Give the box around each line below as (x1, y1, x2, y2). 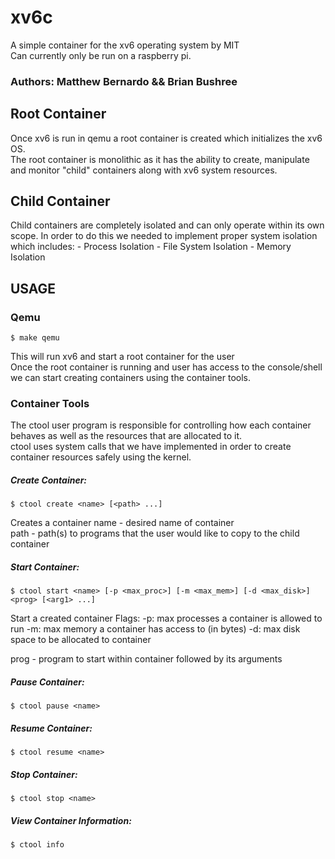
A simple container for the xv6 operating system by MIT (10, 39, 240, 51)
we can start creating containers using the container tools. (10, 372, 252, 384)
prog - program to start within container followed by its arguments (10, 653, 283, 665)
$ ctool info (10, 840, 65, 850)
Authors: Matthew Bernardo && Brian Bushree (10, 74, 238, 88)
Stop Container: (10, 768, 78, 780)
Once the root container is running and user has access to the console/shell (10, 361, 323, 373)
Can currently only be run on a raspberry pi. (10, 49, 192, 61)
